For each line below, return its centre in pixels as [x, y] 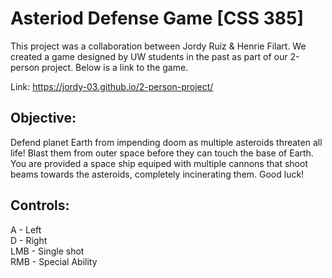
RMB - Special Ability [54, 261]
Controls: [40, 205]
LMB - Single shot [47, 251]
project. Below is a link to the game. [115, 67]
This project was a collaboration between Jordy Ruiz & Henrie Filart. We [158, 46]
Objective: [43, 118]
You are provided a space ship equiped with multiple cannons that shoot [159, 163]
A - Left [26, 229]
